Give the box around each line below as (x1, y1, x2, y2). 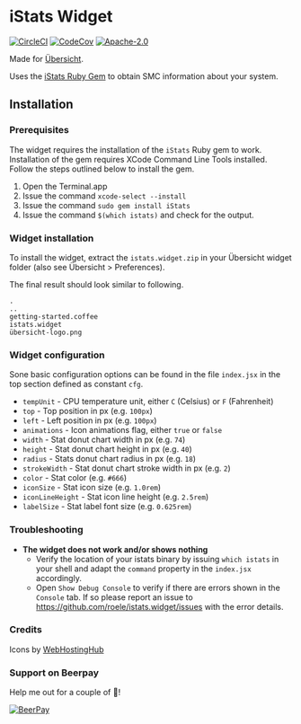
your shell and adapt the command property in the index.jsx (35, 563, 252, 574)
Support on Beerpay (9, 667, 100, 679)
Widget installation (9, 232, 94, 244)
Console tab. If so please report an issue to (35, 591, 193, 603)
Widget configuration (9, 349, 105, 361)
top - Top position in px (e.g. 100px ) (22, 406, 153, 417)
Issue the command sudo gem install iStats (22, 199, 190, 210)
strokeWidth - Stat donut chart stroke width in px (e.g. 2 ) (22, 463, 231, 473)
